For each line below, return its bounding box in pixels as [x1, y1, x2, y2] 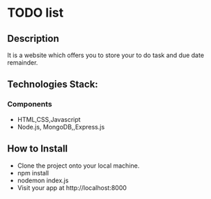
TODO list [7, 5, 64, 21]
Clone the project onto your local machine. [17, 161, 140, 170]
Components [7, 99, 52, 109]
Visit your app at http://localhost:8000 [17, 183, 127, 192]
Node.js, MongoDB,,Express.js [17, 122, 105, 131]
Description [7, 33, 59, 45]
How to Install [7, 143, 68, 154]
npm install [17, 168, 49, 177]
